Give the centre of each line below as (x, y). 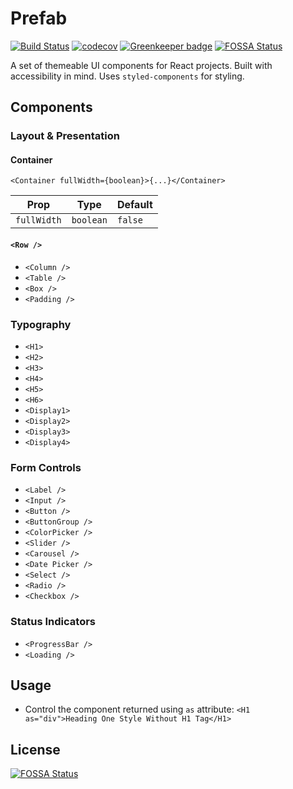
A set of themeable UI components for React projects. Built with (141, 65)
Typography (41, 324)
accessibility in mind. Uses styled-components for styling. (127, 76)
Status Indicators (53, 622)
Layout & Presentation (65, 136)
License (35, 749)
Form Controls (46, 467)
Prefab (39, 18)
